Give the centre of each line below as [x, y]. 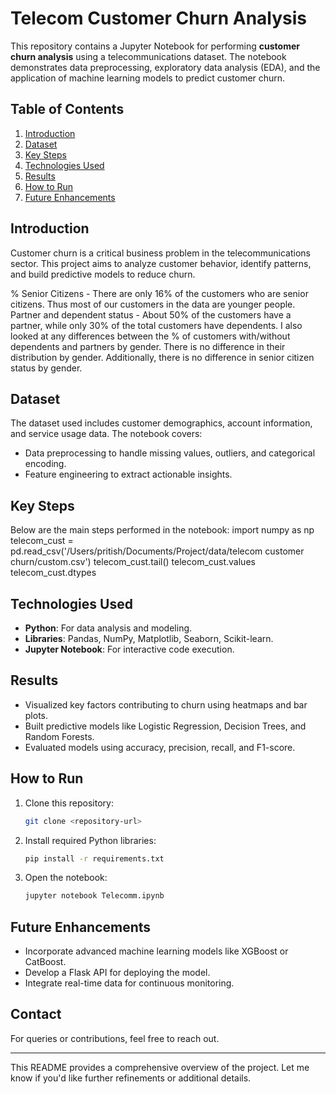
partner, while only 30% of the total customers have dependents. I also [156, 325]
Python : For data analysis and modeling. [108, 628]
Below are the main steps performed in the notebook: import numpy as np [162, 530]
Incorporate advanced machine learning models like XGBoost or [156, 951]
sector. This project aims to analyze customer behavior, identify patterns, [161, 263]
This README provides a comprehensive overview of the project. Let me [160, 1067]
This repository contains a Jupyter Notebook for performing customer [155, 46]
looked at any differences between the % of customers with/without [150, 336]
